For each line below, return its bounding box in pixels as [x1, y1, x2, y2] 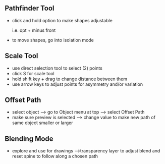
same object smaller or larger [12, 120, 74, 126]
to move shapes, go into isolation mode [12, 37, 94, 43]
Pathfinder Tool [5, 4, 54, 13]
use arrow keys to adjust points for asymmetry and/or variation [12, 81, 143, 87]
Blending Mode [5, 134, 53, 143]
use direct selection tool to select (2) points [12, 65, 103, 71]
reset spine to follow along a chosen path [12, 153, 98, 159]
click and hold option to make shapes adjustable [12, 17, 113, 23]
